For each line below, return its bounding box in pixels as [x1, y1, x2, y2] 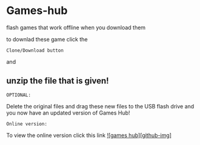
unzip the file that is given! [6, 76, 109, 86]
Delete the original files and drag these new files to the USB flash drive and [6, 102, 195, 110]
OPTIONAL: [6, 92, 32, 98]
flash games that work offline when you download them [6, 24, 146, 31]
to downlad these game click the [6, 35, 88, 43]
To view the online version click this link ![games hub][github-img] [6, 132, 172, 139]
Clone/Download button [6, 47, 64, 54]
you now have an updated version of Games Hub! [6, 109, 131, 116]
